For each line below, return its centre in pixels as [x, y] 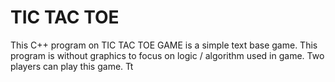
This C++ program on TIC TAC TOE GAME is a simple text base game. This [164, 45]
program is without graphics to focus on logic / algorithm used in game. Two [167, 55]
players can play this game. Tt [72, 66]
